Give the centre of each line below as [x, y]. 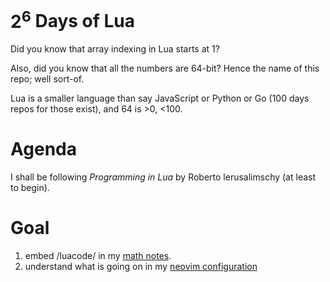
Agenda [43, 149]
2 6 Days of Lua [73, 19]
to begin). [30, 188]
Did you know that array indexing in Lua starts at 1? [115, 49]
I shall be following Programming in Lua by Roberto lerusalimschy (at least [163, 177]
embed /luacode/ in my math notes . [98, 256]
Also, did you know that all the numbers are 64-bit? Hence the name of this [165, 68]
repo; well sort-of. [47, 79]
